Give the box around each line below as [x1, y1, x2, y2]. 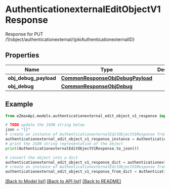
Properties [5, 51, 39, 60]
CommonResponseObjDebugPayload [61, 74, 153, 81]
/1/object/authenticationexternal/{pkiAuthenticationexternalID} [5, 36, 135, 42]
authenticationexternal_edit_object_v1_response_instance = [5, 136, 135, 142]
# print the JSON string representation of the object [5, 141, 123, 146]
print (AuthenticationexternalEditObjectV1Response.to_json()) [5, 146, 139, 151]
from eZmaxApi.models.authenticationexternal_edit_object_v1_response [5, 113, 157, 118]
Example [5, 100, 33, 109]
